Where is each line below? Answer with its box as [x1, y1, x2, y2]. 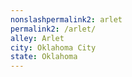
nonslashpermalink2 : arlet [10, 14, 123, 25]
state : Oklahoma [10, 52, 78, 62]
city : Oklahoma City [10, 42, 97, 53]
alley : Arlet [10, 33, 65, 43]
